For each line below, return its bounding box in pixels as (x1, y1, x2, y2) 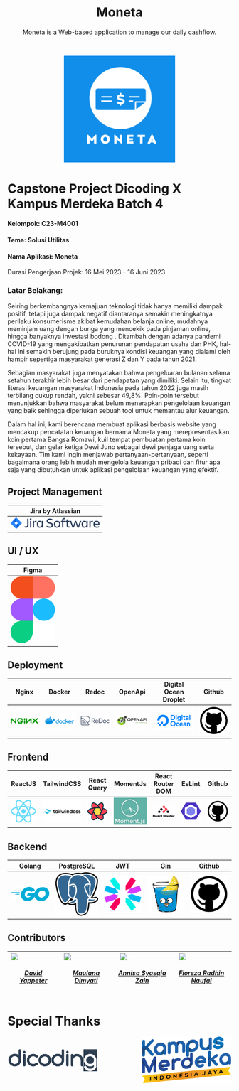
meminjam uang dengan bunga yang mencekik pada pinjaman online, (7, 324, 211, 333)
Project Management (7, 485, 102, 498)
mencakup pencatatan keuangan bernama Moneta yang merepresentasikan (7, 427, 230, 436)
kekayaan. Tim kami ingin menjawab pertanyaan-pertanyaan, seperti (7, 450, 208, 458)
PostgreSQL (58, 861, 95, 870)
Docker (48, 687, 71, 697)
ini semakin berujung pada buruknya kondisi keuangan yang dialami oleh (17, 347, 231, 355)
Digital (164, 680, 184, 689)
